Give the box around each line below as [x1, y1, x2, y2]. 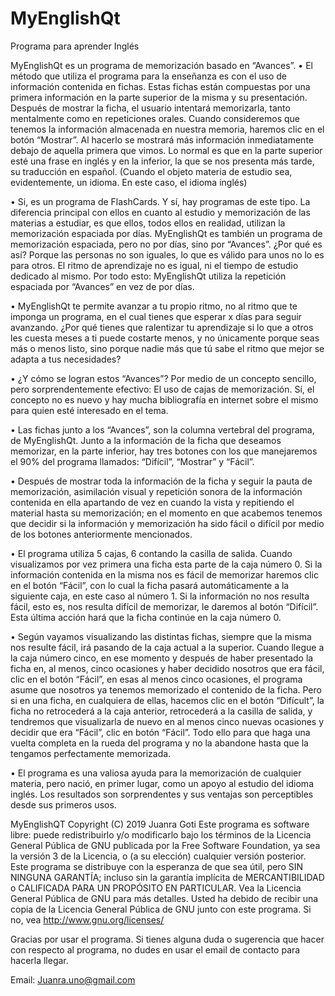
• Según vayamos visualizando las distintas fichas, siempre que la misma [10, 630, 312, 642]
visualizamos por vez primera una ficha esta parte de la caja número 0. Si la [10, 558, 323, 570]
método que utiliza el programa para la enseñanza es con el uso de [10, 70, 288, 82]
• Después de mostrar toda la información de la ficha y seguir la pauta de [10, 475, 313, 487]
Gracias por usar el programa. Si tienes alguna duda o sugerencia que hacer [10, 933, 325, 945]
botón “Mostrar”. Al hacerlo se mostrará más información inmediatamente [10, 133, 314, 146]
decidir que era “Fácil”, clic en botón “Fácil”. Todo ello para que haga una [10, 726, 311, 738]
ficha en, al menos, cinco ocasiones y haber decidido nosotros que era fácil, [10, 662, 325, 674]
